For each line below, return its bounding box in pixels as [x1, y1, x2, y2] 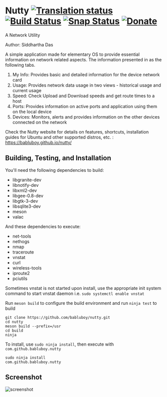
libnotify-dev [12, 182, 39, 188]
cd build [5, 328, 23, 333]
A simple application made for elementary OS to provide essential [5, 51, 140, 57]
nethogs [12, 238, 30, 244]
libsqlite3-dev [12, 203, 41, 209]
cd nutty [5, 319, 23, 324]
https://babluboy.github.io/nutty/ [5, 139, 72, 145]
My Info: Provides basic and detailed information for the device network [12, 71, 160, 77]
